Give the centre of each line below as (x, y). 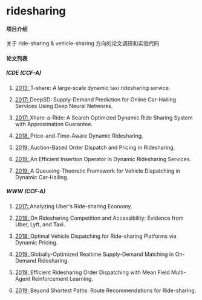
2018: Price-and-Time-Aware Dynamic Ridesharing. (79, 136)
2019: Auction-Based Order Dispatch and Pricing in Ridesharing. (95, 147)
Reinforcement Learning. (62, 278)
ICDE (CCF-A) (24, 72)
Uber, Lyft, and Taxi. (40, 224)
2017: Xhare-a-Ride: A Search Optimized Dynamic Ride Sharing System (104, 117)
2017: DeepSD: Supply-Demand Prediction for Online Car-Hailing (96, 99)
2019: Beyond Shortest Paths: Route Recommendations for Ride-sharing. (106, 290)
